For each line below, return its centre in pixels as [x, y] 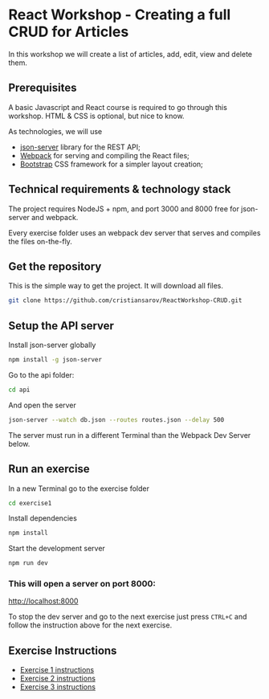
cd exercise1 [30, 503]
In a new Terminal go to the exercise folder [79, 488]
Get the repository [55, 266]
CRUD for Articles [69, 32]
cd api [19, 390]
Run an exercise [49, 469]
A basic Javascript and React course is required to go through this [118, 107]
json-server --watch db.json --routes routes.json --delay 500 [116, 419]
